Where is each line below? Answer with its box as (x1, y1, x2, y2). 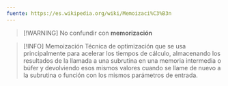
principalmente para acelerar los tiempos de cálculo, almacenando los (23, 49, 221, 57)
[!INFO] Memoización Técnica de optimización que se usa (23, 42, 186, 50)
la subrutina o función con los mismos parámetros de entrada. (23, 71, 199, 79)
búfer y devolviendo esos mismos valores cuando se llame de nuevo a (23, 63, 221, 72)
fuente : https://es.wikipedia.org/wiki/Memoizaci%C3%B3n (6, 10, 172, 17)
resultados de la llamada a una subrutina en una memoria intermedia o (23, 56, 221, 65)
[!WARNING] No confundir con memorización (23, 29, 153, 37)
